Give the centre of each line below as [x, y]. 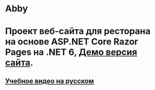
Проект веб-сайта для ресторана [78, 31]
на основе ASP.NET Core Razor [72, 42]
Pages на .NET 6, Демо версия [71, 52]
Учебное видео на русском [50, 81]
